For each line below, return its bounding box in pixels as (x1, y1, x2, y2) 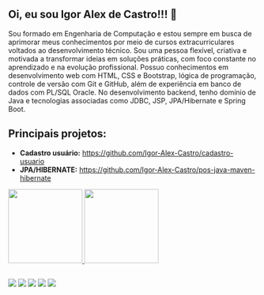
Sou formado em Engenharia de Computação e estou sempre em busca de (8, 28, 252, 38)
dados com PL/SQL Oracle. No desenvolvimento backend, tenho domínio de (8, 88, 257, 97)
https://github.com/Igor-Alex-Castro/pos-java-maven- (78, 165, 255, 174)
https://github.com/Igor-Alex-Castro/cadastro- (81, 147, 234, 158)
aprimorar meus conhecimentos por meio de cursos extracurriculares (8, 37, 235, 47)
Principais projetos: (8, 127, 107, 140)
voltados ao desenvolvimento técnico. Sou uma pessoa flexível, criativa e (8, 45, 247, 55)
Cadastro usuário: (19, 147, 81, 158)
